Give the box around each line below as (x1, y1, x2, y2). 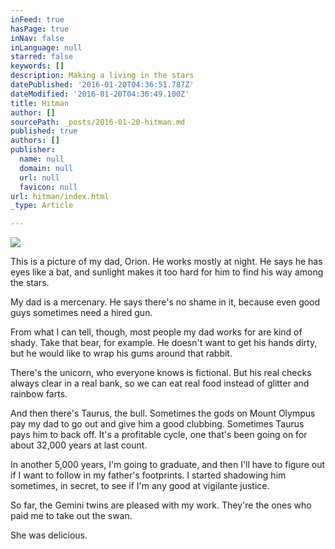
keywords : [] (10, 61, 65, 71)
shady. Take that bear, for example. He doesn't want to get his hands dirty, (10, 337, 318, 349)
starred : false (10, 52, 74, 62)
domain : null (19, 163, 74, 173)
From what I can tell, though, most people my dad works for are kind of (10, 326, 303, 338)
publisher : (10, 145, 56, 155)
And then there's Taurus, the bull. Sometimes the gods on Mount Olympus (10, 407, 316, 420)
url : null (19, 172, 60, 183)
